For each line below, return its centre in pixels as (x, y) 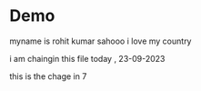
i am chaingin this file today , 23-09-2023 (87, 58)
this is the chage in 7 (48, 76)
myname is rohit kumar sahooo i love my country (100, 41)
